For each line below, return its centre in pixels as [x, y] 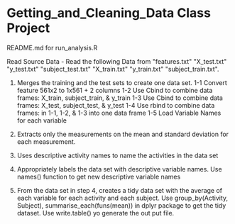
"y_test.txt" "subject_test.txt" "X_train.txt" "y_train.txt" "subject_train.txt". [113, 69]
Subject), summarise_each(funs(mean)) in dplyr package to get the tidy [121, 205]
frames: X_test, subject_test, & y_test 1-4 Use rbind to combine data [116, 105]
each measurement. [46, 141]
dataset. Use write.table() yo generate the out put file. [95, 213]
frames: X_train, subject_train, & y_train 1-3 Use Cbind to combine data [120, 98]
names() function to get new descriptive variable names [99, 177]
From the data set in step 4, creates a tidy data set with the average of [120, 190]
